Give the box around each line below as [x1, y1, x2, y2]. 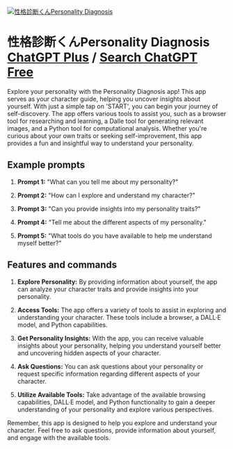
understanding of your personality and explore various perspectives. [17, 405, 214, 414]
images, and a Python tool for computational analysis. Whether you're [7, 124, 207, 132]
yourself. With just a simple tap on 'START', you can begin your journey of [7, 101, 218, 111]
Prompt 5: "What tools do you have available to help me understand [17, 231, 212, 240]
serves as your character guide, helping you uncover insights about [7, 95, 201, 103]
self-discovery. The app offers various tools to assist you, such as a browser [7, 109, 227, 117]
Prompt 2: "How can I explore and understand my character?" [17, 191, 196, 199]
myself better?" [17, 238, 62, 247]
